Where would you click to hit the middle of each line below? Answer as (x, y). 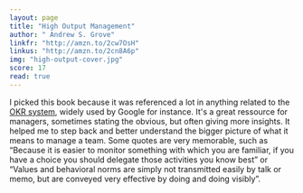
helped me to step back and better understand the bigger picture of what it (149, 131)
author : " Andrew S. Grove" (62, 34)
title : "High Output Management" (72, 26)
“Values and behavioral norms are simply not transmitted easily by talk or (146, 169)
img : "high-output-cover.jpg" (66, 60)
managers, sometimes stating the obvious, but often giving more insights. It (150, 121)
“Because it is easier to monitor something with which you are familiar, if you (152, 150)
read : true (30, 77)
